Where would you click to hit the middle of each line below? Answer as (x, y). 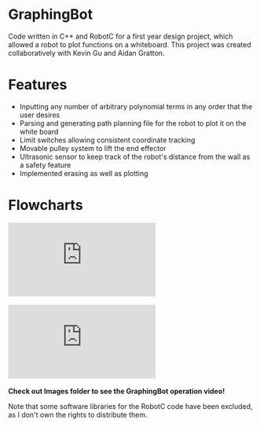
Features (38, 85)
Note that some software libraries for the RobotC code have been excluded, (130, 406)
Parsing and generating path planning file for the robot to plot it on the (133, 123)
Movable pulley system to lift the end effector (93, 148)
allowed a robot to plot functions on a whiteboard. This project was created (130, 44)
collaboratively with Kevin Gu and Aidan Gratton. (86, 53)
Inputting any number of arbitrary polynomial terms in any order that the (136, 106)
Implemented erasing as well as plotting (84, 173)
